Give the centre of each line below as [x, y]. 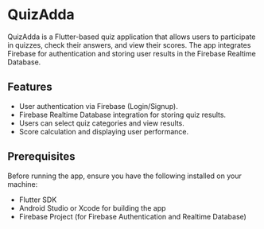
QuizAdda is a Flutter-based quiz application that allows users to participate [132, 37]
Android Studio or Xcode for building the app [92, 208]
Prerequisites [41, 157]
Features [30, 87]
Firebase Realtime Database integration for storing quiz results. [122, 114]
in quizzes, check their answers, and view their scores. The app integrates [129, 45]
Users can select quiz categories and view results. [101, 123]
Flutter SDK [38, 200]
